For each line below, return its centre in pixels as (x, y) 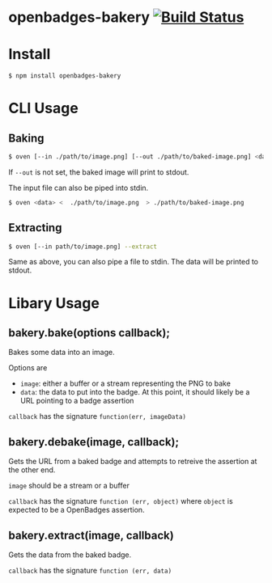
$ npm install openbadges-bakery (65, 76)
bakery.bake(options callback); (89, 333)
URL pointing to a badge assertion (77, 401)
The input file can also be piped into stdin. (79, 188)
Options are (28, 368)
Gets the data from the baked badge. (70, 555)
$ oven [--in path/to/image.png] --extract (83, 247)
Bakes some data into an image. (62, 353)
